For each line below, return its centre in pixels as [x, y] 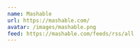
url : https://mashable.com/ [49, 20]
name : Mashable [30, 14]
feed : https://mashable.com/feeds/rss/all [71, 34]
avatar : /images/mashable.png [52, 27]
